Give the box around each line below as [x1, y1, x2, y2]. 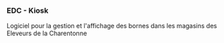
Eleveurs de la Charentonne [6, 29, 88, 37]
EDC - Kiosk [6, 6, 49, 16]
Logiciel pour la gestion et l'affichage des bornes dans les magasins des [6, 22, 217, 30]
